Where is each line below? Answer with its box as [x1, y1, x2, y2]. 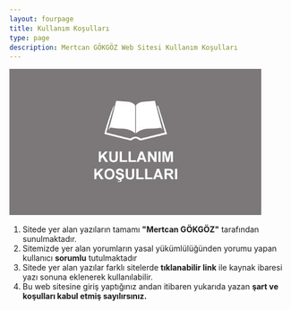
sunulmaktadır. [21, 234, 78, 245]
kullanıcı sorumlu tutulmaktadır [21, 253, 138, 263]
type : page [9, 33, 50, 42]
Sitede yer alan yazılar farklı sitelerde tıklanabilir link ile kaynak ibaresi [21, 263, 283, 273]
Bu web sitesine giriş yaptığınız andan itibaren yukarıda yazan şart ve [21, 281, 279, 292]
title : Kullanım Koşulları [9, 23, 110, 33]
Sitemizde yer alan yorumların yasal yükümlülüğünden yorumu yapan [21, 243, 278, 254]
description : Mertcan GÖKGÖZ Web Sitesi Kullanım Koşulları [9, 43, 239, 52]
